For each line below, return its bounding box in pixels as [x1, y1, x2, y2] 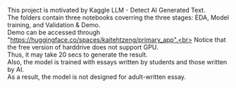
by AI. [7, 66, 25, 73]
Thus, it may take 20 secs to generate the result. [7, 50, 148, 59]
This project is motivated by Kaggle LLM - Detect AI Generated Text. [7, 6, 206, 14]
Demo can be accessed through [7, 28, 101, 36]
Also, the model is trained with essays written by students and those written [7, 58, 228, 66]
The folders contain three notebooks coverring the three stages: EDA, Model [7, 13, 229, 22]
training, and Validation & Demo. [7, 21, 101, 29]
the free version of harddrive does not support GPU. [7, 43, 159, 51]
